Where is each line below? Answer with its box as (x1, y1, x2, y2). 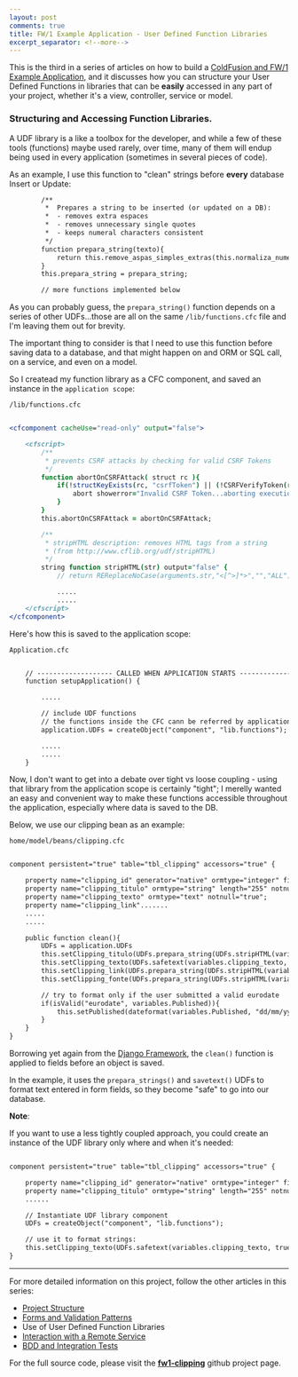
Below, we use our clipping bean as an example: (9, 819, 185, 830)
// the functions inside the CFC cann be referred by (41, 717, 244, 726)
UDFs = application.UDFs (41, 942, 133, 951)
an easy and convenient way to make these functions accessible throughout (9, 793, 288, 803)
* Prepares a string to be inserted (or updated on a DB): (44, 203, 272, 213)
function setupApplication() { (25, 677, 141, 686)
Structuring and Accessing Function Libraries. (9, 113, 213, 125)
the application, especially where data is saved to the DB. (9, 803, 219, 813)
